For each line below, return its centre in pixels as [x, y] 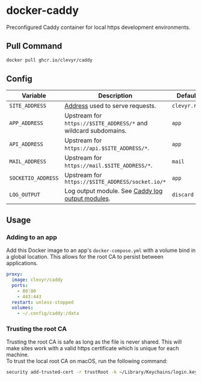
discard [183, 195]
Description [115, 96]
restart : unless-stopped [43, 302]
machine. [18, 355]
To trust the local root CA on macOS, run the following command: [87, 361]
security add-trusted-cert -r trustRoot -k [62, 372]
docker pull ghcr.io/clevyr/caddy [50, 60]
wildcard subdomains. [95, 131]
